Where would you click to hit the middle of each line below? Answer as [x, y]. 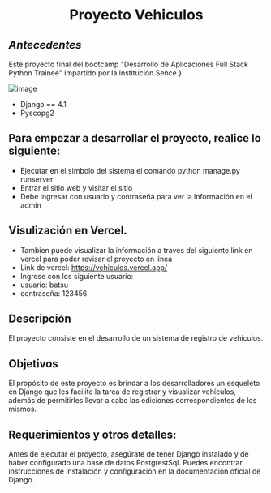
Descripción [40, 319]
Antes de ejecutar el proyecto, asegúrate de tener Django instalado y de [129, 454]
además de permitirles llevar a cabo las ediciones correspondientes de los [133, 401]
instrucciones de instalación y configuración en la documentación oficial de [135, 471]
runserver [37, 179]
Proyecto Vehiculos [136, 15]
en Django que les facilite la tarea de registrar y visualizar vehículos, [123, 392]
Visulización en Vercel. [68, 231]
